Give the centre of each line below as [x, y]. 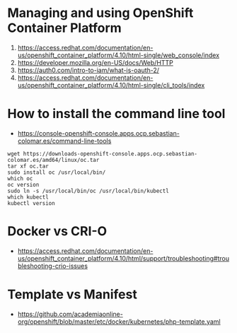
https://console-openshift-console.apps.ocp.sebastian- [99, 133]
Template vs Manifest [73, 294]
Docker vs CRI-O [57, 232]
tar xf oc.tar [28, 166]
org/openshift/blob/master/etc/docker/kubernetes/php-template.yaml [119, 321]
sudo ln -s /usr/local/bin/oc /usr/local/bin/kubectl [88, 191]
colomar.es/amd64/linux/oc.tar [53, 160]
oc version [23, 185]
